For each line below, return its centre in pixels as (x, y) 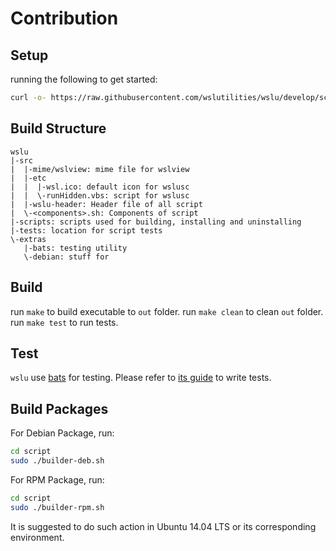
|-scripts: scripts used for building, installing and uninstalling (156, 222)
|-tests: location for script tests (86, 230)
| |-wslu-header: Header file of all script (106, 204)
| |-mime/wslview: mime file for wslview (100, 169)
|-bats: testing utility (75, 248)
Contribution (64, 18)
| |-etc (28, 178)
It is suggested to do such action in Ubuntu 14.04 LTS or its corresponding (163, 526)
